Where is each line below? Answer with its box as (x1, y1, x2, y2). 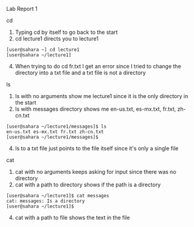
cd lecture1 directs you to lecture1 (15, 35, 99, 42)
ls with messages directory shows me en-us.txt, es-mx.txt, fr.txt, (15, 105, 176, 113)
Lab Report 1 (6, 5, 37, 12)
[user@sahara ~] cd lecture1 (6, 47, 80, 53)
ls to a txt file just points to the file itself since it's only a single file (15, 145, 179, 152)
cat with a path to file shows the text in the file (15, 214, 130, 221)
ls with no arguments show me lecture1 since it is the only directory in (15, 93, 189, 99)
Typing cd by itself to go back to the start (15, 28, 118, 36)
